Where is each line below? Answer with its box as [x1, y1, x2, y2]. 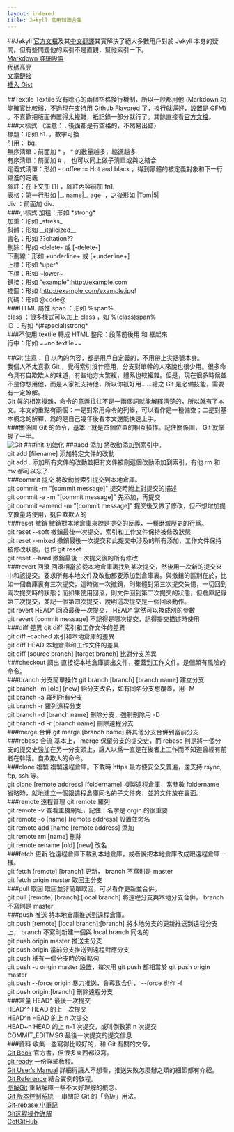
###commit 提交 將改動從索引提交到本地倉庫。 [7, 475, 141, 484]
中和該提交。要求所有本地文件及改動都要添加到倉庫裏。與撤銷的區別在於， [7, 571, 221, 579]
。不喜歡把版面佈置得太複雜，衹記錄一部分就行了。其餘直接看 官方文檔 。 [7, 112, 214, 120]
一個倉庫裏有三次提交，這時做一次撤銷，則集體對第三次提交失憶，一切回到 [13, 579, 227, 588]
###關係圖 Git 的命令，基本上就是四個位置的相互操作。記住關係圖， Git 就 [7, 423, 219, 432]
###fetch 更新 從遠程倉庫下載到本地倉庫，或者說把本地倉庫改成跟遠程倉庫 [7, 849, 221, 858]
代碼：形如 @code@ [7, 295, 66, 304]
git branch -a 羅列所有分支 [7, 693, 83, 701]
